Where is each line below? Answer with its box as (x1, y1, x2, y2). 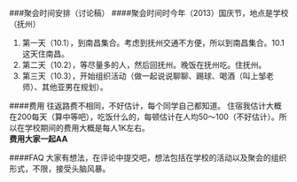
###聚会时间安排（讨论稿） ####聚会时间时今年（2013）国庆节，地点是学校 (9, 8, 289, 18)
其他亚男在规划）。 (41, 82, 108, 92)
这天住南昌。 (21, 49, 69, 59)
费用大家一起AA (9, 133, 68, 144)
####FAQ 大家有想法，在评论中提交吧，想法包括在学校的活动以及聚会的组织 (9, 153, 287, 163)
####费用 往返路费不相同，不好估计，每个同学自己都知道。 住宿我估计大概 (9, 101, 282, 110)
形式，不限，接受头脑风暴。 (9, 163, 111, 174)
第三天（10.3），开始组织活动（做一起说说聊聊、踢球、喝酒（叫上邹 (21, 71, 267, 81)
